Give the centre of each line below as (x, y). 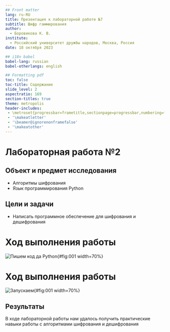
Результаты (25, 306)
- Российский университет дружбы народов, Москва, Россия (72, 43)
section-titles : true (28, 99)
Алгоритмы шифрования (39, 183)
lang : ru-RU (18, 15)
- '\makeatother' (26, 127)
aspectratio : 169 (24, 94)
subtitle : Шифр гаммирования (36, 24)
